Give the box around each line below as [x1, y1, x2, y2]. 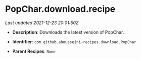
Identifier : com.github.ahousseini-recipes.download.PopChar [12, 38, 137, 45]
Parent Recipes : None [12, 48, 56, 54]
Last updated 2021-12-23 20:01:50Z [5, 20, 79, 26]
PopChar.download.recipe [5, 3, 115, 15]
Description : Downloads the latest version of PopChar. [12, 29, 124, 35]
